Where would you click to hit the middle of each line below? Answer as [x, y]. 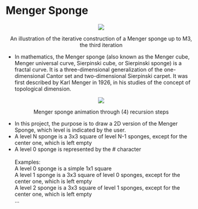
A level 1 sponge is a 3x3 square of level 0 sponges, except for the [97, 175]
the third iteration [101, 45]
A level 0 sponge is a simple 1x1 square [63, 168]
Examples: [27, 162]
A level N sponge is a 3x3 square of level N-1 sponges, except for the [101, 136]
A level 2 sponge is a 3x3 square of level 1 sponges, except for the [97, 187]
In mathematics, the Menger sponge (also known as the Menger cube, [102, 56]
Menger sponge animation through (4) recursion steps [101, 112]
